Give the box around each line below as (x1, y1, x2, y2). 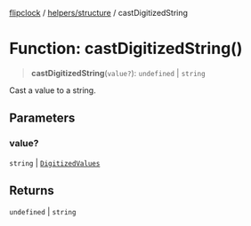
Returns (9, 183, 55, 199)
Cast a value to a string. (9, 84, 96, 96)
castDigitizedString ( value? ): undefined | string (30, 67, 206, 78)
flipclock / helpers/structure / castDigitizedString (9, 8, 189, 18)
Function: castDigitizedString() (9, 39, 243, 58)
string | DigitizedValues (9, 157, 101, 168)
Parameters (9, 111, 76, 126)
